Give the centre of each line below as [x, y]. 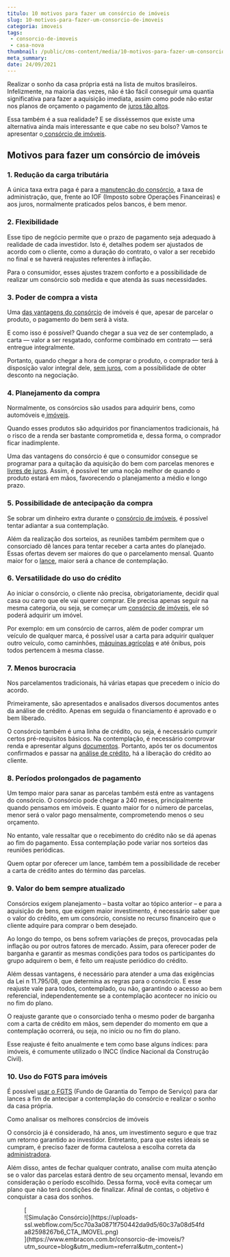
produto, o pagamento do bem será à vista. [68, 319]
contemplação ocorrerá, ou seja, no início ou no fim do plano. [94, 1031]
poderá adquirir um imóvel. [45, 615]
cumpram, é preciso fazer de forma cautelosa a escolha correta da [101, 1147]
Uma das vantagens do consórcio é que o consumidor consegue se [103, 456]
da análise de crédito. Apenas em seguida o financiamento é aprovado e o [112, 711]
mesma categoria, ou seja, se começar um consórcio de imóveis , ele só [108, 608]
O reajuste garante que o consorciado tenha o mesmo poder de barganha [111, 1016]
